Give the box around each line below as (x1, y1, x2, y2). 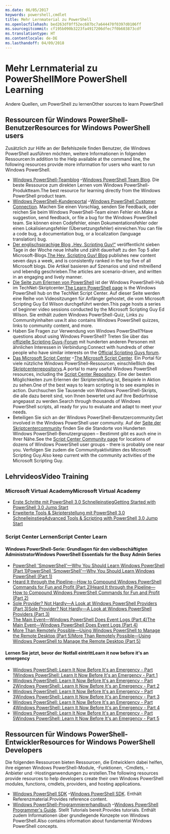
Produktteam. (12, 187, 41, 193)
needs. (12, 409, 27, 415)
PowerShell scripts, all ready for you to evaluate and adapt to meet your (12, 403, 162, 409)
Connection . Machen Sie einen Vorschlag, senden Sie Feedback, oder (12, 203, 159, 210)
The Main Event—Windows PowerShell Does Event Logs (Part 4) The (12, 616, 155, 623)
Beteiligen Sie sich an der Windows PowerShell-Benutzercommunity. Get (12, 414, 163, 420)
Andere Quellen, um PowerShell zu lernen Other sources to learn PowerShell (5, 101, 163, 107)
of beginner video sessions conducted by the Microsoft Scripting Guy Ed (12, 306, 164, 312)
